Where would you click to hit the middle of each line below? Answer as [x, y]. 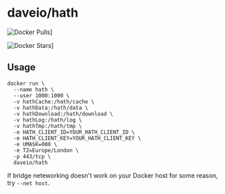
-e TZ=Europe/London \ [46, 150]
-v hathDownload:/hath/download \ [63, 114]
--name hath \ [34, 89]
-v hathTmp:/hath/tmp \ [48, 126]
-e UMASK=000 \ [35, 144]
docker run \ [26, 83]
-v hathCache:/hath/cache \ [54, 102]
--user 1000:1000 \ [42, 95]
